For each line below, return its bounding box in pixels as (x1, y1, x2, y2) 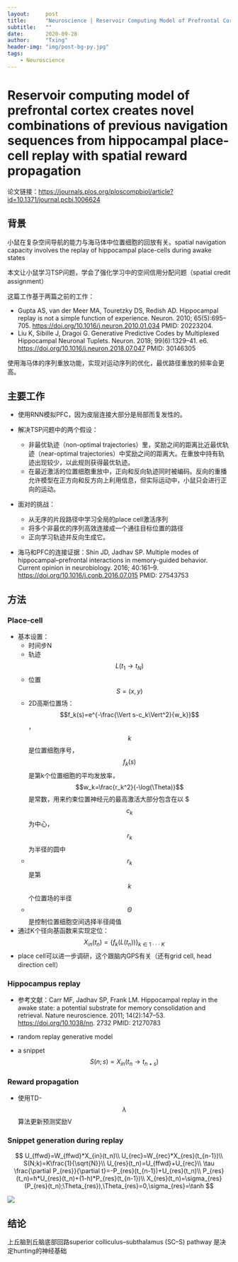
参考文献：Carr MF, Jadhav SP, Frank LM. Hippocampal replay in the (17, 996, 218, 1004)
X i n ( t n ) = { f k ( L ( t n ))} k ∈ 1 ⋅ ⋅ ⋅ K (84, 937, 165, 948)
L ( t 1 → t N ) (115, 662, 144, 672)
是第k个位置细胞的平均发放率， (28, 771, 119, 780)
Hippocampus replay (7, 978, 81, 988)
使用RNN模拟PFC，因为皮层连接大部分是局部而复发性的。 (17, 410, 186, 419)
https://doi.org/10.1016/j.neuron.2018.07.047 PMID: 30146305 (17, 344, 196, 352)
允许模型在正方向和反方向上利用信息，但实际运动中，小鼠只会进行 (28, 476, 221, 485)
